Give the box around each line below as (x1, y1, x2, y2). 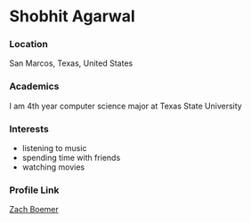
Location (9, 38, 49, 51)
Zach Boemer (9, 204, 60, 215)
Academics (9, 80, 60, 92)
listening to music (21, 143, 87, 154)
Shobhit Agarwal (9, 6, 135, 27)
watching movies (21, 162, 85, 172)
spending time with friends (21, 153, 121, 163)
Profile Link (9, 184, 60, 196)
